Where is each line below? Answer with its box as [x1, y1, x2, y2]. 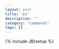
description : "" [5, 16, 38, 21]
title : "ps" [5, 12, 29, 16]
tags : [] [5, 25, 23, 30]
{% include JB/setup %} [5, 38, 54, 44]
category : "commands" [5, 20, 50, 26]
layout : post [5, 7, 32, 12]
